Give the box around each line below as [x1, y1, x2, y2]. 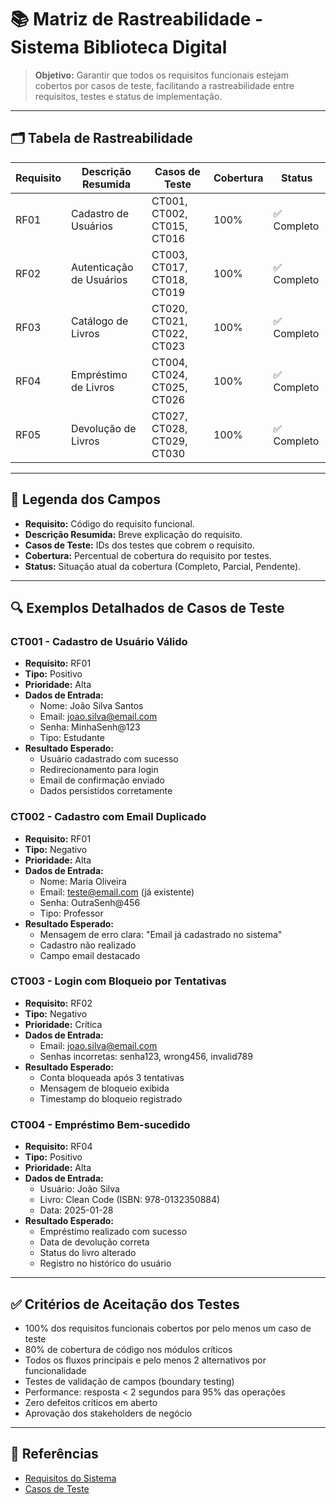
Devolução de [71, 421, 137, 435]
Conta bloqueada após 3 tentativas [39, 1071, 185, 1083]
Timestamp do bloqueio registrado [39, 1092, 183, 1105]
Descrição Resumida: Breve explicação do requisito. [24, 528, 243, 540]
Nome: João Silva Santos [39, 700, 144, 712]
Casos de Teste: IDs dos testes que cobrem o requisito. [24, 539, 255, 551]
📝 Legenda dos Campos [10, 491, 162, 508]
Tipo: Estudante [39, 732, 105, 744]
